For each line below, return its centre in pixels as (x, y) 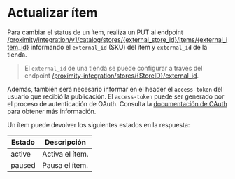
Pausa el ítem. (65, 165)
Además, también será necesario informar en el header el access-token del (115, 89)
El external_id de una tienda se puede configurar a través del (113, 68)
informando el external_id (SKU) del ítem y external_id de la (119, 47)
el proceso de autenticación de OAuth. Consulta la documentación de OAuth (117, 103)
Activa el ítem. (65, 154)
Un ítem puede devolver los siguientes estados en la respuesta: (99, 124)
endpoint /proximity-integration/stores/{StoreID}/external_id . (112, 76)
